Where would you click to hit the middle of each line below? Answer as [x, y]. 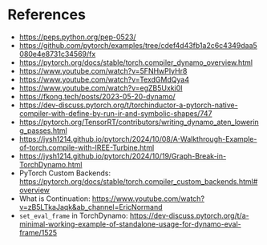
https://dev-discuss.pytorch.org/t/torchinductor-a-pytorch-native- [128, 105]
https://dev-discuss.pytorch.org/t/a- [189, 215]
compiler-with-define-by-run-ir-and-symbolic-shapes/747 [115, 113]
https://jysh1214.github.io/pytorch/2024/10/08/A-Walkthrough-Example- [138, 139]
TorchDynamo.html [51, 164]
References [47, 15]
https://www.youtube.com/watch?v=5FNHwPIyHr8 [103, 70]
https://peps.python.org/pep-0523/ [78, 37]
